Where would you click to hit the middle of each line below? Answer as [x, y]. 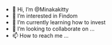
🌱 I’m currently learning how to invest [59, 22]
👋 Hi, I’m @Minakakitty [40, 9]
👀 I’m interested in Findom [45, 16]
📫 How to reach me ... [40, 36]
